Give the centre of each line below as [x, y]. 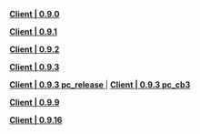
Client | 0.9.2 [35, 49]
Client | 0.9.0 [35, 14]
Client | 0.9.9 [35, 102]
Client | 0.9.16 [36, 120]
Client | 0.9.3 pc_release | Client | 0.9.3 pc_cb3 [100, 85]
